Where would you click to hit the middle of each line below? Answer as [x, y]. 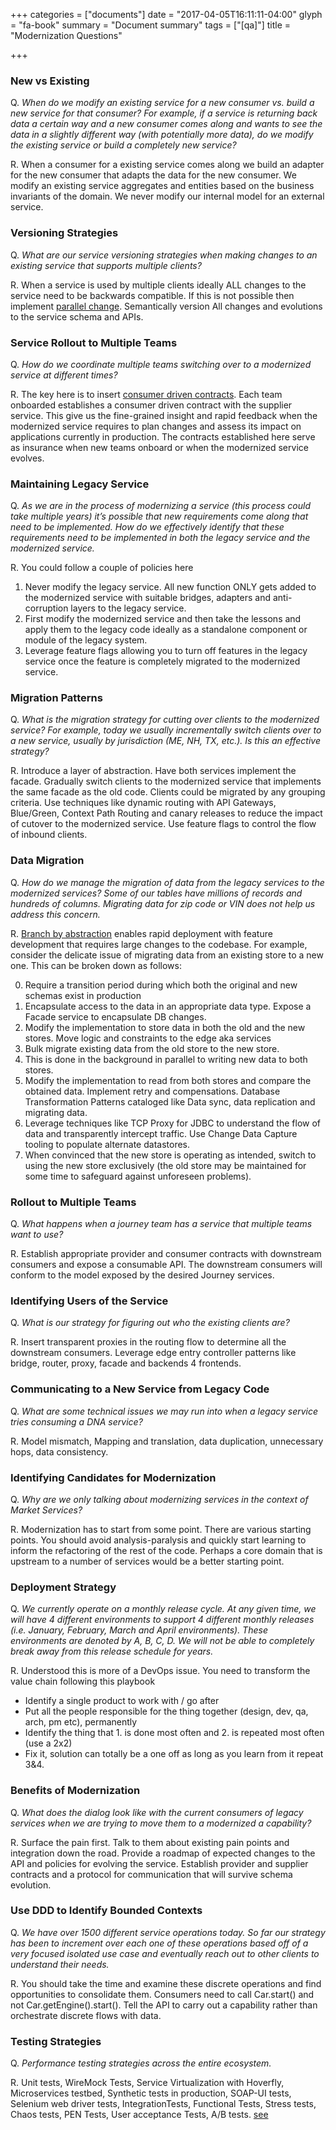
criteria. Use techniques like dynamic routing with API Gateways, [143, 803]
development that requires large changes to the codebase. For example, [159, 944]
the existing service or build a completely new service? [123, 145]
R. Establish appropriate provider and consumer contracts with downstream [166, 1254]
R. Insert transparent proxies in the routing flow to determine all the [148, 1342]
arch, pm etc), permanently [81, 1722]
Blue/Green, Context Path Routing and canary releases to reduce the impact [166, 813]
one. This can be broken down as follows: [96, 965]
